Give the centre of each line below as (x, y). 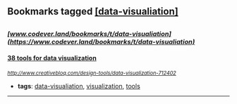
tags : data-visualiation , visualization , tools (79, 86)
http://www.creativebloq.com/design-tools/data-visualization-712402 (92, 73)
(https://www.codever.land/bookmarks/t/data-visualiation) (101, 42)
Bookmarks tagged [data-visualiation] (93, 12)
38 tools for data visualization (52, 58)
